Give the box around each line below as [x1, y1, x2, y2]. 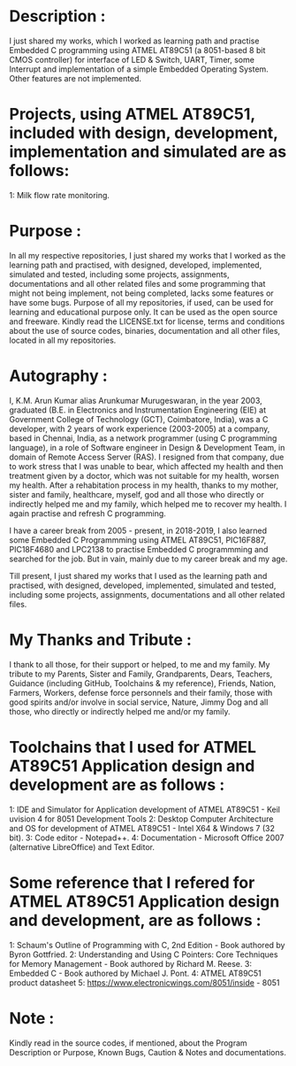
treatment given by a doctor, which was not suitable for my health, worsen [9, 470, 280, 481]
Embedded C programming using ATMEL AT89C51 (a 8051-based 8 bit [9, 44, 266, 55]
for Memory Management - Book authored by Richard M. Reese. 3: [9, 958, 252, 969]
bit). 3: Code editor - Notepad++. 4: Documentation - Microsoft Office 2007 [9, 832, 285, 843]
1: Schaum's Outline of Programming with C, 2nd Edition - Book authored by [9, 939, 285, 950]
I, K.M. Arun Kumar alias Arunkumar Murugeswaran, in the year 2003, [9, 395, 262, 406]
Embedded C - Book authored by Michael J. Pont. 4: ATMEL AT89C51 [9, 968, 262, 978]
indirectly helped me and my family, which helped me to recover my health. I [9, 498, 287, 509]
